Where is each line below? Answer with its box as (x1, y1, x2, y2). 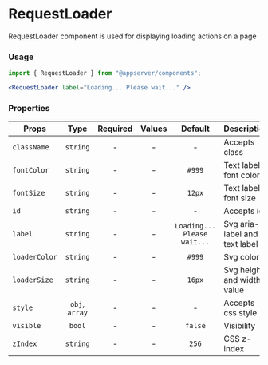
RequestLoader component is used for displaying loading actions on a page (8, 31, 257, 41)
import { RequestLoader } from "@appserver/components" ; (8, 69, 202, 77)
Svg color (223, 252, 260, 263)
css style (223, 307, 258, 319)
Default (180, 123, 210, 134)
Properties (8, 102, 50, 113)
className (12, 143, 49, 152)
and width (223, 275, 262, 286)
